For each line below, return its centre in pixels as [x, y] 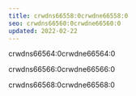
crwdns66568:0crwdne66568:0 [62, 85]
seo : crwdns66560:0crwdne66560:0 [65, 23]
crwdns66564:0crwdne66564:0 [62, 54]
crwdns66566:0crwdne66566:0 [62, 69]
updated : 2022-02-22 [43, 31]
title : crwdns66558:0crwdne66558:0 [68, 16]
